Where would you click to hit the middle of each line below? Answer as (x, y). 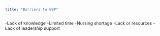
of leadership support (38, 28)
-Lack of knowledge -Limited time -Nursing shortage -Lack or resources (79, 23)
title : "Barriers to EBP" (32, 9)
